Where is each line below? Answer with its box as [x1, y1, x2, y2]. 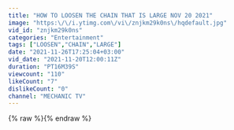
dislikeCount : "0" [8, 84, 69, 93]
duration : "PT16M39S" [8, 63, 80, 71]
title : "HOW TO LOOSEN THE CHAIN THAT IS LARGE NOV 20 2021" [8, 11, 214, 20]
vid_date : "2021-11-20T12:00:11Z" [8, 56, 122, 64]
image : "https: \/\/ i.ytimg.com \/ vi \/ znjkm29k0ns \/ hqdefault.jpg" [8, 19, 227, 27]
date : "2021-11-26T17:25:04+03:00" [8, 48, 125, 56]
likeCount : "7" [8, 77, 58, 85]
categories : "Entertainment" [8, 33, 104, 42]
